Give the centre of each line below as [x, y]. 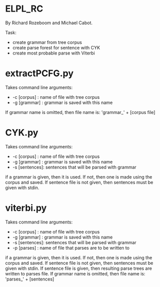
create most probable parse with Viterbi [54, 53]
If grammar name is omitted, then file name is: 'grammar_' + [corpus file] [80, 112]
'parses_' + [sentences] [30, 279]
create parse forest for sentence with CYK [56, 47]
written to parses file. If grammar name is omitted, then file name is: [75, 273]
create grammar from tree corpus [47, 42]
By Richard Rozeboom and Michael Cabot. [49, 23]
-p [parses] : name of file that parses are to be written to [71, 248]
